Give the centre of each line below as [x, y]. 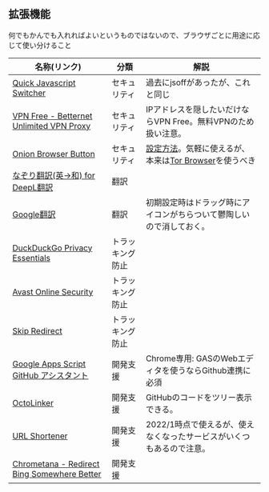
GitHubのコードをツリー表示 [199, 397]
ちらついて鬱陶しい [214, 214]
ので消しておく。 [177, 226]
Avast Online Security [53, 292]
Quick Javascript [44, 82]
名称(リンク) [58, 66]
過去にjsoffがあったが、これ [198, 82]
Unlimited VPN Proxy [52, 126]
